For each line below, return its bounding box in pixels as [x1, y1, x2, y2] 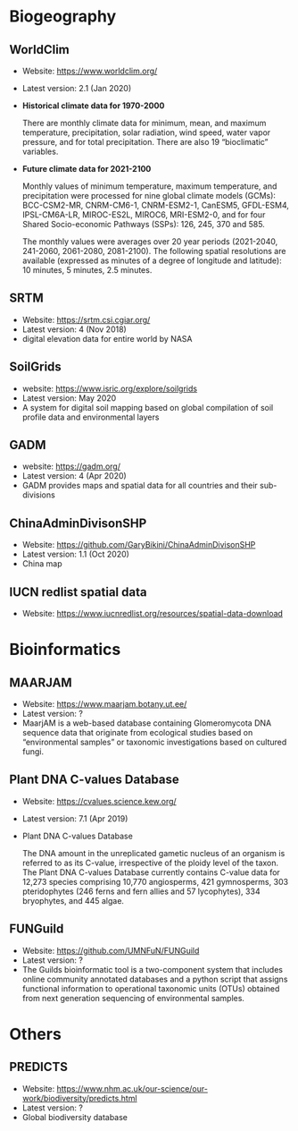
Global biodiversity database [21, 1111, 128, 1122]
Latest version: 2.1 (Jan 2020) [21, 83, 132, 93]
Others [9, 1024, 62, 1044]
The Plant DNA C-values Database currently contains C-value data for [21, 866, 281, 878]
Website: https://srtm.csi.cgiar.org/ [21, 314, 151, 325]
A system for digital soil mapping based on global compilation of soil [21, 402, 274, 412]
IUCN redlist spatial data [9, 584, 147, 600]
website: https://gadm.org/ [21, 461, 120, 472]
